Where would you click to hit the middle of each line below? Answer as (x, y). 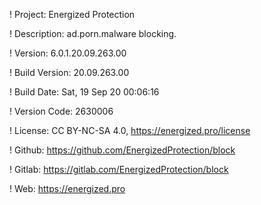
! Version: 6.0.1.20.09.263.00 (68, 53)
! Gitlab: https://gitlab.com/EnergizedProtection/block (119, 169)
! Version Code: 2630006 (61, 111)
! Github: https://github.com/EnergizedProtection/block (122, 150)
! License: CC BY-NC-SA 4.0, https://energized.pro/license (130, 130)
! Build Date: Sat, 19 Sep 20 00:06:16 (84, 92)
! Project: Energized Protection (72, 14)
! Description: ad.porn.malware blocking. (93, 33)
